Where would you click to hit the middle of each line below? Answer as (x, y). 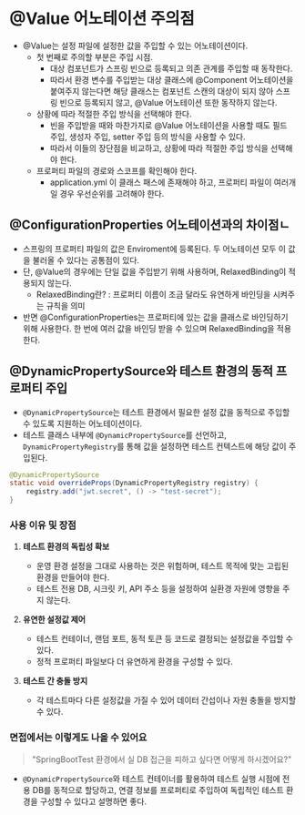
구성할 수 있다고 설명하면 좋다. (93, 801)
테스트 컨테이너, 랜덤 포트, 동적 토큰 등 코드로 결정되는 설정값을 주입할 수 (165, 639)
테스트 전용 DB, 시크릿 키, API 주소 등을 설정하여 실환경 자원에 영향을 (158, 589)
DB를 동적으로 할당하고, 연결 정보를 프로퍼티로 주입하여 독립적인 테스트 (158, 790)
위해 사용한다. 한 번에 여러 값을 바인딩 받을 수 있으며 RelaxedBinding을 (148, 328)
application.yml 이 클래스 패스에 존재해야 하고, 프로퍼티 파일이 (161, 182)
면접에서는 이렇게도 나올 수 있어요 (78, 738)
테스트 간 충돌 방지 (55, 681)
